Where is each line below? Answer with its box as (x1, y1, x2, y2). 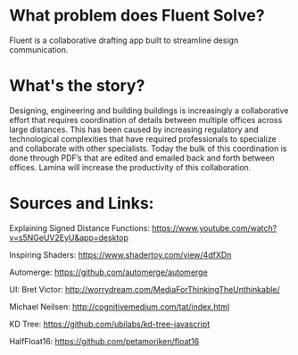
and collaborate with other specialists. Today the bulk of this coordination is (9, 143, 287, 153)
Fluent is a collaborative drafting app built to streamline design (9, 35, 239, 45)
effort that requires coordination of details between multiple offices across (9, 114, 283, 125)
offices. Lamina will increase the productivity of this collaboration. (9, 161, 252, 172)
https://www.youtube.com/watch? (151, 222, 277, 233)
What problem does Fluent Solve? (9, 5, 265, 26)
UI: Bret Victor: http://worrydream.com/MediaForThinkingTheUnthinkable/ (9, 284, 281, 294)
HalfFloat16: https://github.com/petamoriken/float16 (9, 335, 200, 346)
